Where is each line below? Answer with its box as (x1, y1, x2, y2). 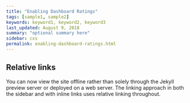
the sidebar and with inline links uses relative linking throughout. (6, 90, 161, 97)
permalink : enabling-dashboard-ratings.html (6, 41, 116, 47)
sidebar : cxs (6, 35, 38, 41)
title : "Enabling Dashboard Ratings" (6, 8, 98, 15)
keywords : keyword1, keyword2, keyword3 (6, 19, 106, 25)
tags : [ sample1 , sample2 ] (6, 14, 69, 20)
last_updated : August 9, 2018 (6, 24, 80, 31)
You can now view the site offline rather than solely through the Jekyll (6, 78, 174, 85)
